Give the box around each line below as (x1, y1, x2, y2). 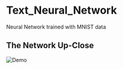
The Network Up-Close (6, 40, 94, 51)
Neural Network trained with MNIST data (6, 23, 106, 30)
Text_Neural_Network (6, 4, 118, 17)
